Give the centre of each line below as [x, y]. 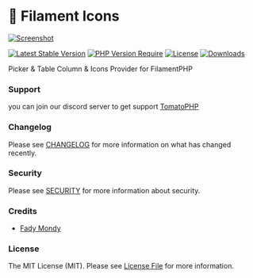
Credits [23, 211]
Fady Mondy [40, 228]
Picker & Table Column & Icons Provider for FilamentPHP [100, 69]
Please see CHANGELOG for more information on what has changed [120, 144]
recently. [23, 153]
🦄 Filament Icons [64, 16]
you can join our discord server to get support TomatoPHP [103, 107]
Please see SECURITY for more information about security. [104, 190]
